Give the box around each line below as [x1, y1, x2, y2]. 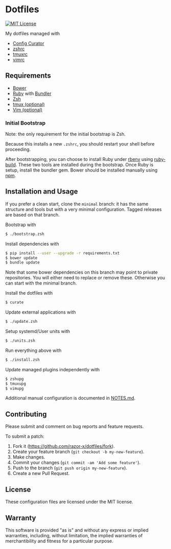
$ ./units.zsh [5, 338, 36, 343]
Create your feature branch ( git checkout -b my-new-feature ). [12, 448, 144, 455]
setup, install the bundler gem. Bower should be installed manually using [5, 167, 158, 173]
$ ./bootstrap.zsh [5, 231, 44, 236]
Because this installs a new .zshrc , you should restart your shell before [5, 141, 155, 147]
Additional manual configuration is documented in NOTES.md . [5, 395, 136, 401]
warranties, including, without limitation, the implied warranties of [5, 532, 143, 538]
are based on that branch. [5, 211, 60, 218]
